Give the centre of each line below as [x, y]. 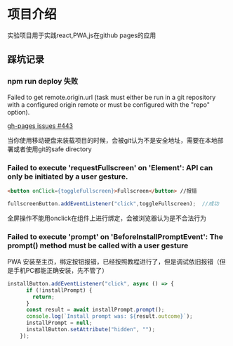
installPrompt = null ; [59, 323]
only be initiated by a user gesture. [68, 177]
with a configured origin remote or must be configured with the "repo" [109, 104]
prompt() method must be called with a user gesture [98, 245]
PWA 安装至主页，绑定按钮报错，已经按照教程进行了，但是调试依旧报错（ [113, 262]
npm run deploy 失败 [43, 82]
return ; [44, 297]
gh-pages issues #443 [40, 126]
